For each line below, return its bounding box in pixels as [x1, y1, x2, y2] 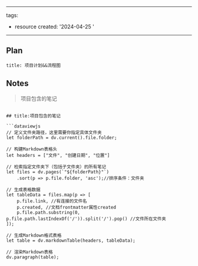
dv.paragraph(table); [6, 254, 60, 260]
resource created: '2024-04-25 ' [14, 23, 94, 30]
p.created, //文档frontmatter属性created [16, 204, 117, 210]
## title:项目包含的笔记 [6, 113, 61, 119]
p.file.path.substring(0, [16, 209, 81, 215]
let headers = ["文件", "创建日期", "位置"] [6, 152, 110, 158]
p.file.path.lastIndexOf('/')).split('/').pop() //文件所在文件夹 [6, 216, 167, 222]
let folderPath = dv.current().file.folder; [6, 134, 117, 140]
